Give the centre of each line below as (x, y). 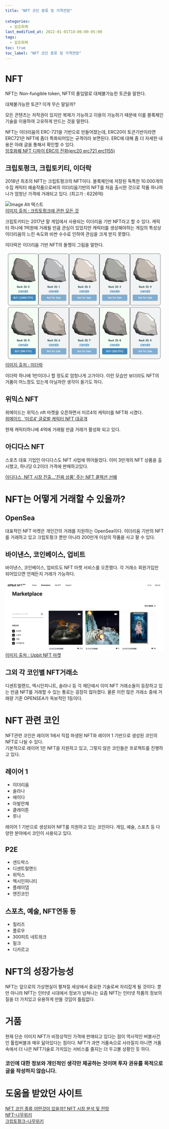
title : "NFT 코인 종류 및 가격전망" (39, 11)
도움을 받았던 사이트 (44, 1094)
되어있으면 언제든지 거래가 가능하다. (40, 574)
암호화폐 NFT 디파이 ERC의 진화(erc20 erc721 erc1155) (60, 151)
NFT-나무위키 (19, 1115)
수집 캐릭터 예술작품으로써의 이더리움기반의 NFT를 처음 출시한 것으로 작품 (77, 188)
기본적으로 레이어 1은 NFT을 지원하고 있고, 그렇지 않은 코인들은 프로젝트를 (77, 748)
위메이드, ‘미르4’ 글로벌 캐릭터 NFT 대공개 (47, 419)
